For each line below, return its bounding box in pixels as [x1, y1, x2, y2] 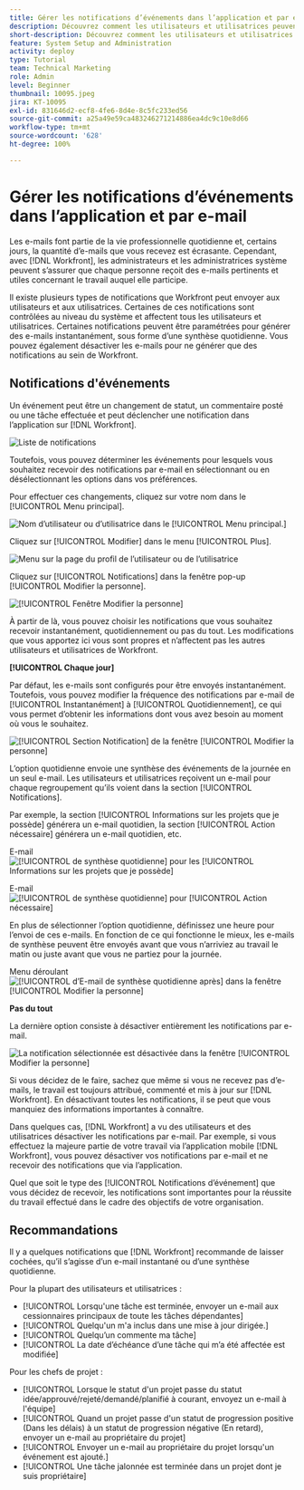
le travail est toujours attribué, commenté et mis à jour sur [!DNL [33, 1084, 272, 1095]
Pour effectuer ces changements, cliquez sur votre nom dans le [9, 491, 247, 502]
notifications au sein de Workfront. [9, 350, 138, 360]
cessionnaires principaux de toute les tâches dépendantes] [22, 1311, 244, 1322]
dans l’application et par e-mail [9, 206, 247, 226]
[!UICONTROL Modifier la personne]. [9, 581, 147, 591]
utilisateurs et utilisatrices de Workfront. [9, 644, 158, 655]
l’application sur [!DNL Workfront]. [9, 418, 138, 430]
